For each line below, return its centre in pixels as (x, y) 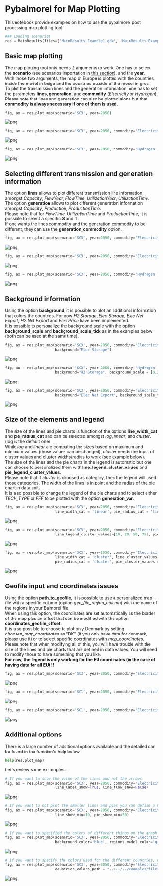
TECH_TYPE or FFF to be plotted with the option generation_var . (70, 498)
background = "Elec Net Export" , (87, 395)
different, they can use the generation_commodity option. (64, 229)
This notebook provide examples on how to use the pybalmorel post (73, 22)
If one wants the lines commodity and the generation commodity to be (75, 224)
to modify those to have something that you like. (53, 654)
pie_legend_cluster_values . (33, 472)
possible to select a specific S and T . (42, 218)
